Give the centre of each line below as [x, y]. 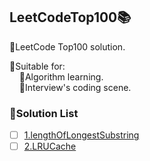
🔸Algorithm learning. [61, 76]
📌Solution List [44, 113]
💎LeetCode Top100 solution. [67, 46]
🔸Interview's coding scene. [75, 87]
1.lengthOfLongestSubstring [81, 135]
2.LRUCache [50, 146]
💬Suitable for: [37, 66]
